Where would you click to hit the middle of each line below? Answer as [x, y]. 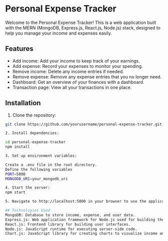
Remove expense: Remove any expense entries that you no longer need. [87, 77]
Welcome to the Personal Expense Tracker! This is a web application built [81, 22]
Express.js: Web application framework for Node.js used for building [80, 220]
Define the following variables [39, 169]
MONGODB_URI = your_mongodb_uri [37, 179]
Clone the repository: [34, 115]
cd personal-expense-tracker [35, 142]
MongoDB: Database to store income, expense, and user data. [70, 215]
